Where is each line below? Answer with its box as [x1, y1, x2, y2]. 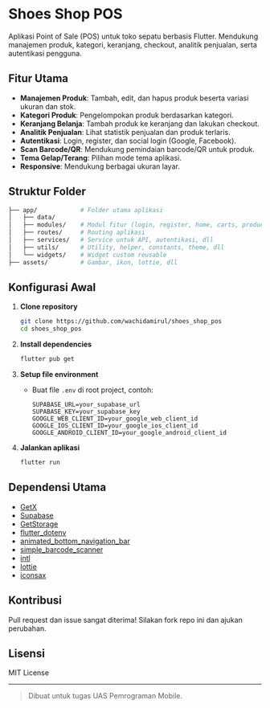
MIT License [8, 668, 50, 677]
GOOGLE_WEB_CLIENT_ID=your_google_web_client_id [31, 415, 198, 423]
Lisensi [8, 646, 46, 660]
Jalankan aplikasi [19, 443, 80, 452]
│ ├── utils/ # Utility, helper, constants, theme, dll [8, 243, 225, 252]
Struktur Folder [8, 185, 87, 198]
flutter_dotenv [19, 527, 67, 537]
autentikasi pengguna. [8, 48, 82, 58]
